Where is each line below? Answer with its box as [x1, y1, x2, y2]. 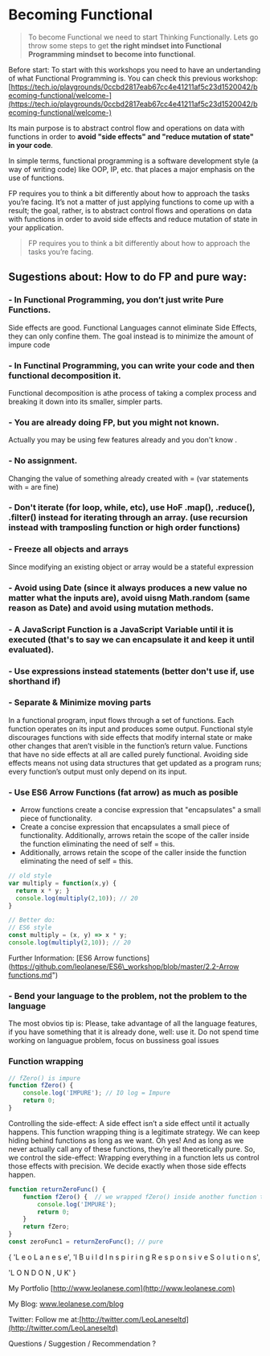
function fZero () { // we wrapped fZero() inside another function [22, 1193, 257, 1201]
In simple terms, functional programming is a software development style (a [8, 155, 259, 166]
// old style [8, 872, 52, 880]
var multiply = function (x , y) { [8, 879, 117, 887]
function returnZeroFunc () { [8, 1185, 106, 1194]
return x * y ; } [15, 886, 70, 894]
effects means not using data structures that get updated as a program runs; [8, 758, 262, 767]
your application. [8, 223, 64, 232]
